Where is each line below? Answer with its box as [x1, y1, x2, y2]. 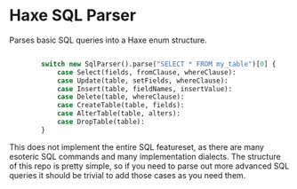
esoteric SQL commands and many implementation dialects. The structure [9, 151, 282, 161]
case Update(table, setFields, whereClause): [56, 76, 229, 85]
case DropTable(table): [56, 117, 145, 127]
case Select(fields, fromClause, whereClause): [56, 67, 237, 76]
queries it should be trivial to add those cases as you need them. [9, 169, 246, 180]
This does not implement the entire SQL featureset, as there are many [9, 141, 265, 152]
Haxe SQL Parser [9, 5, 136, 26]
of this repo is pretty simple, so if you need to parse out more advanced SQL [9, 161, 290, 171]
